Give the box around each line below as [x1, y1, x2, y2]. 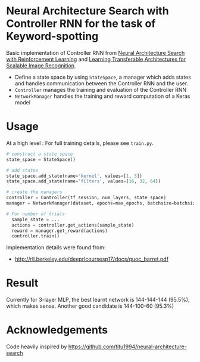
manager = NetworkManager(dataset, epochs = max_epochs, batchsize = [6, 200, 174, 206]
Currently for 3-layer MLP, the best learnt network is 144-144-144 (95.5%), [6, 296, 190, 304]
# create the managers [6, 189, 62, 195]
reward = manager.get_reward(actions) [11, 228, 108, 234]
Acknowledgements [6, 323, 108, 337]
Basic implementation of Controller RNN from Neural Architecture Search [6, 49, 185, 56]
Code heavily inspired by [6, 343, 67, 350]
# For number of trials [6, 211, 65, 217]
